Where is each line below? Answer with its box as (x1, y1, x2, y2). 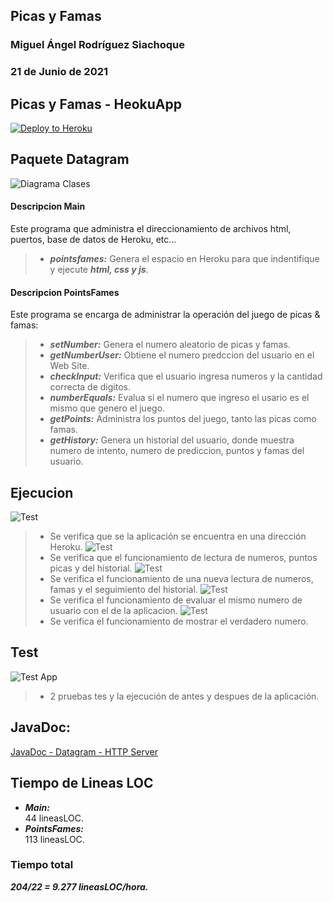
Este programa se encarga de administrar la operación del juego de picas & (10, 309, 321, 321)
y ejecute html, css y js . (49, 264, 149, 276)
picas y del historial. (49, 562, 133, 574)
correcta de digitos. (49, 381, 131, 393)
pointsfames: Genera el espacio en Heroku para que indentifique (49, 253, 320, 265)
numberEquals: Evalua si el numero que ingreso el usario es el (49, 392, 310, 404)
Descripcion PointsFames (10, 286, 120, 298)
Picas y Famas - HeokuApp (10, 95, 182, 113)
